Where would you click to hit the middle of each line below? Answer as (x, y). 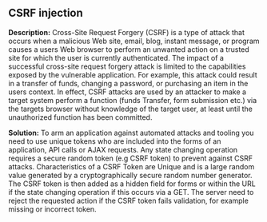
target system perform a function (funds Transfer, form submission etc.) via (133, 100)
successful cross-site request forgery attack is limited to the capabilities (127, 66)
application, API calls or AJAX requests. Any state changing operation (123, 149)
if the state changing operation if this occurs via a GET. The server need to (131, 192)
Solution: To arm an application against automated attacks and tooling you (131, 133)
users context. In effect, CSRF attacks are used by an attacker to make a (127, 92)
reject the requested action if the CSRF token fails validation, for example (129, 200)
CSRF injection (46, 13)
